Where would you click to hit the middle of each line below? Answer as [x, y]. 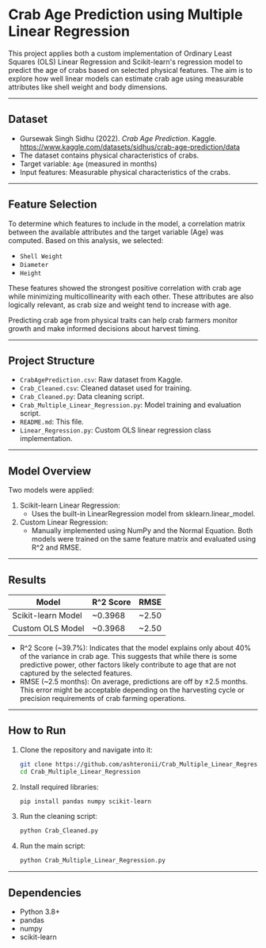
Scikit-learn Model [47, 615]
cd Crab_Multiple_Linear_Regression [80, 771]
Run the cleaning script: [58, 817]
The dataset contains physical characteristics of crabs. [109, 155]
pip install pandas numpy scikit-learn [85, 801]
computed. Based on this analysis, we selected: [86, 240]
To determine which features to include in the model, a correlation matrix [127, 223]
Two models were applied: [51, 490]
